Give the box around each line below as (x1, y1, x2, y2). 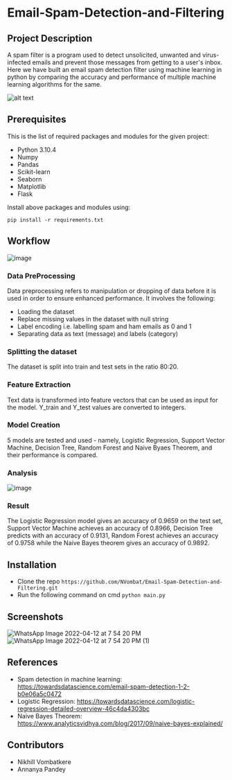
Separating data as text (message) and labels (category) (17, 329, 179, 337)
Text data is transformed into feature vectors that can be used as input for (7, 396, 218, 404)
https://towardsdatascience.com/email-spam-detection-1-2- (17, 682, 190, 691)
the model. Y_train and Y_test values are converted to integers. (7, 403, 187, 411)
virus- (202, 51, 220, 59)
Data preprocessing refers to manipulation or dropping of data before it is (7, 286, 217, 295)
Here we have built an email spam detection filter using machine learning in (7, 66, 222, 73)
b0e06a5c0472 (17, 689, 62, 698)
